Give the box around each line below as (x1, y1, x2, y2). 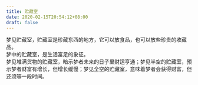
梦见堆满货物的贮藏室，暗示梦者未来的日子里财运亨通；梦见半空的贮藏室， (6, 58, 187, 65)
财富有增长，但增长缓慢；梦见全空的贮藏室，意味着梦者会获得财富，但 (21, 66, 192, 73)
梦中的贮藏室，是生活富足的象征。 (6, 51, 89, 58)
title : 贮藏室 (6, 8, 38, 15)
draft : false (6, 19, 38, 25)
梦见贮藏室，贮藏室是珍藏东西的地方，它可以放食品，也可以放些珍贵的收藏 (6, 36, 187, 43)
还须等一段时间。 (6, 73, 48, 80)
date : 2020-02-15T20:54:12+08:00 (6, 14, 88, 20)
